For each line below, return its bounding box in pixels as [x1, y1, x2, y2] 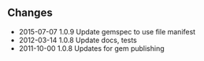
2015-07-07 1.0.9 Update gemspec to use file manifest [18, 27, 196, 36]
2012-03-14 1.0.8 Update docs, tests [18, 35, 137, 45]
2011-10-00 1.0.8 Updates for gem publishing [18, 43, 165, 53]
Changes [7, 6, 53, 20]
